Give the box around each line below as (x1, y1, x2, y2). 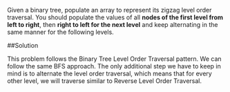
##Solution (7, 42, 39, 49)
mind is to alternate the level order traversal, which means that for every (7, 69, 212, 77)
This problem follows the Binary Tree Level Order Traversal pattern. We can (7, 55, 222, 63)
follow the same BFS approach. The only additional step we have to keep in (7, 62, 221, 70)
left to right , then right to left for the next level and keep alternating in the (7, 21, 218, 28)
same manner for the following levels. (7, 28, 114, 36)
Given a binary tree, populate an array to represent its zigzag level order (7, 6, 212, 14)
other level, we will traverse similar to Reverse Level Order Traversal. (7, 77, 202, 85)
